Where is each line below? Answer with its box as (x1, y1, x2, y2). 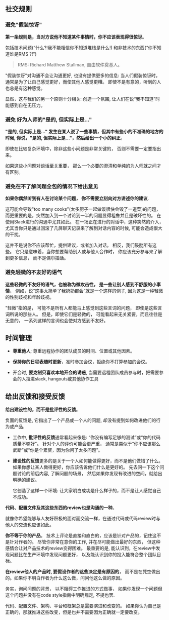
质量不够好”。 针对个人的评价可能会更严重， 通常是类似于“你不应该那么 (12, 441, 161, 447)
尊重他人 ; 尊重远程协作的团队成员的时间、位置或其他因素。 (12, 348, 135, 354)
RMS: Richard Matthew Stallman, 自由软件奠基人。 (17, 61, 123, 67)
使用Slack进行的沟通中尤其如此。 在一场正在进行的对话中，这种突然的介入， (5, 219, 164, 225)
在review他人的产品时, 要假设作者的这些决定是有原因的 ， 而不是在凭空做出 (5, 569, 160, 575)
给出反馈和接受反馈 (5, 392, 65, 401)
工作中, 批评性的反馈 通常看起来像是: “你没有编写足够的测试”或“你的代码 (12, 435, 161, 441)
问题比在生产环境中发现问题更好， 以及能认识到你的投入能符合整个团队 (9, 552, 157, 558)
